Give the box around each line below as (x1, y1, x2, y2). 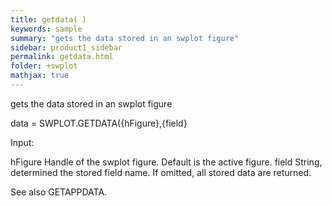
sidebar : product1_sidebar (10, 42, 123, 53)
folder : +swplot (10, 61, 78, 71)
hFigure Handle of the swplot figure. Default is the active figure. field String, (10, 156, 323, 168)
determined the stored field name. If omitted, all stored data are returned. (10, 166, 312, 178)
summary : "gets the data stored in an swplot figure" (10, 33, 240, 43)
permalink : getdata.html (10, 52, 114, 62)
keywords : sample (10, 24, 83, 34)
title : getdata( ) (10, 14, 87, 25)
